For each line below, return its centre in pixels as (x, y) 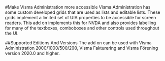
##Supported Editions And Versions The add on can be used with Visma (78, 43)
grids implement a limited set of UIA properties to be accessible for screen (81, 17)
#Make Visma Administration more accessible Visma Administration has (78, 7)
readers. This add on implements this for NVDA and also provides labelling (81, 23)
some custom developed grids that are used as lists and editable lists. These (83, 12)
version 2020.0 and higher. (33, 53)
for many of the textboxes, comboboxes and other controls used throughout (82, 28)
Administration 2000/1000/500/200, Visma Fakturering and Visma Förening (82, 48)
